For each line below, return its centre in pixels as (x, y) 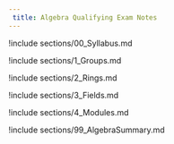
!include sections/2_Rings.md (63, 78)
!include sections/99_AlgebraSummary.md (87, 130)
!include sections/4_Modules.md (69, 112)
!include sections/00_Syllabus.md (70, 43)
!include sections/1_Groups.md (65, 60)
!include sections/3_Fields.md (64, 95)
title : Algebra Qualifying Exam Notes (85, 17)
